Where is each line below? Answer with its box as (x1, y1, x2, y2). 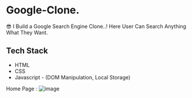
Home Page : (6, 85, 38, 92)
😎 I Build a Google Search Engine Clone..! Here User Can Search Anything (6, 23, 187, 30)
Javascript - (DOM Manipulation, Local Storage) (14, 73, 131, 80)
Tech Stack (6, 46, 48, 56)
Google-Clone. (6, 3, 80, 17)
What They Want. (6, 29, 48, 36)
